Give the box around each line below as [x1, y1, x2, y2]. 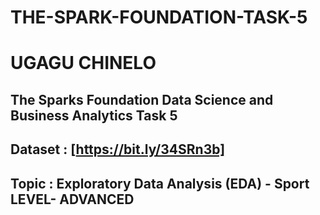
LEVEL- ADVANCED [10, 191, 135, 208]
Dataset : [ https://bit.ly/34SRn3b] [10, 141, 226, 158]
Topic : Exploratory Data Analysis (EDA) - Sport [10, 175, 310, 192]
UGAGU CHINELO [10, 52, 157, 75]
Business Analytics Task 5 [10, 107, 178, 124]
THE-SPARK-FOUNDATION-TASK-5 [10, 6, 308, 29]
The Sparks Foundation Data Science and [10, 91, 274, 108]
